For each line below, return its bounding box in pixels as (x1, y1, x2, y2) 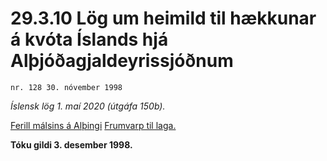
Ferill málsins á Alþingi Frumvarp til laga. (10, 119, 177, 131)
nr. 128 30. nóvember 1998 (10, 82, 123, 92)
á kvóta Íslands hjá (10, 28, 169, 51)
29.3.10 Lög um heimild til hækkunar (10, 7, 317, 30)
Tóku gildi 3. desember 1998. (10, 138, 133, 151)
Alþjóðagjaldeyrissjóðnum (10, 50, 234, 72)
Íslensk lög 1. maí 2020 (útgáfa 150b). (10, 100, 166, 112)
